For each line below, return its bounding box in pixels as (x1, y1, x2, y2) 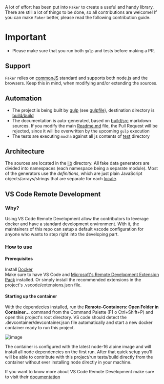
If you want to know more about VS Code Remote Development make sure (5, 369, 155, 375)
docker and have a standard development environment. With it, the (5, 221, 140, 227)
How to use (5, 243, 33, 250)
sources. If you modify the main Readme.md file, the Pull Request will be (12, 123, 158, 128)
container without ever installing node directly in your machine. (5, 359, 132, 365)
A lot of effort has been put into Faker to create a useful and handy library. (5, 4, 154, 10)
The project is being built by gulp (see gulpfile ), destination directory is (12, 107, 155, 113)
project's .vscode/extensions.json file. (5, 282, 82, 288)
